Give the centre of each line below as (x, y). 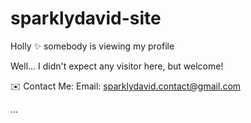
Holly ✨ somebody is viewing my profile (92, 46)
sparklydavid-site (86, 18)
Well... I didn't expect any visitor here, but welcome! (117, 66)
